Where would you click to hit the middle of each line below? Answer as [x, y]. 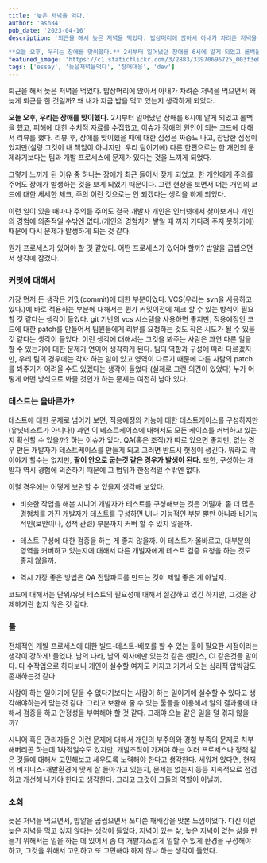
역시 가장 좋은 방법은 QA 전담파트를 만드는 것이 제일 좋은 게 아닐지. [123, 577]
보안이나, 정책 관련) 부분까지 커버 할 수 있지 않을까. [114, 524]
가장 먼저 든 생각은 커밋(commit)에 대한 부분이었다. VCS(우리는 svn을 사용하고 [130, 299]
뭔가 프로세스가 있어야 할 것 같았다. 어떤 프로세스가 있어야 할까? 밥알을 [117, 248]
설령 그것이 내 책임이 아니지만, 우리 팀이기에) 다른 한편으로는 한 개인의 [138, 147]
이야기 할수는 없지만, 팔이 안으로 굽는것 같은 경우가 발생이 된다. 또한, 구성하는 [127, 460]
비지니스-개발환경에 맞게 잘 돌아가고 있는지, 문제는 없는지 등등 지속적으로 [129, 769]
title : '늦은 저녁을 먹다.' [49, 16]
